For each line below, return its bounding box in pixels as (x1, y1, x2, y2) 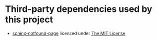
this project (5, 14, 53, 25)
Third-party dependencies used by (5, 3, 153, 15)
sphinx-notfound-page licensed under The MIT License (12, 30, 126, 36)
